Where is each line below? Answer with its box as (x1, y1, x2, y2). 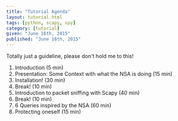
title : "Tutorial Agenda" (6, 8, 70, 15)
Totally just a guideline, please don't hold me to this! (6, 53, 134, 59)
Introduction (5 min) (14, 64, 64, 71)
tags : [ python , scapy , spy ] (6, 20, 76, 26)
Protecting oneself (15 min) (14, 108, 82, 115)
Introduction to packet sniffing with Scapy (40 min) (14, 90, 140, 96)
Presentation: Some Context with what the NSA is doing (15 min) (14, 71, 173, 77)
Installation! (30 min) (14, 77, 65, 84)
